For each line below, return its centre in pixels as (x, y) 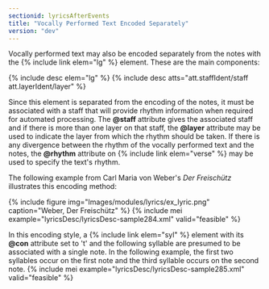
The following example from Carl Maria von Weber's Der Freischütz (120, 178)
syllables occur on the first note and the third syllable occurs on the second (134, 261)
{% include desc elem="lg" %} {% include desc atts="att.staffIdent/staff (128, 78)
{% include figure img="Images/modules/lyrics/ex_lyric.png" (109, 202)
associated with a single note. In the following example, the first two (121, 252)
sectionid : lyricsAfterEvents (59, 16)
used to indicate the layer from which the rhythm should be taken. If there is (134, 136)
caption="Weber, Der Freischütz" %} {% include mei (95, 211)
